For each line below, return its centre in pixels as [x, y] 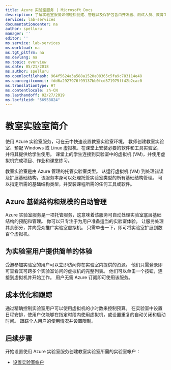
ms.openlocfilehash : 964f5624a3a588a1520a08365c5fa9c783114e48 [74, 76]
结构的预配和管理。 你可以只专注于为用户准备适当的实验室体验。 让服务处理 [84, 221]
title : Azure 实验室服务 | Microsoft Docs [49, 10]
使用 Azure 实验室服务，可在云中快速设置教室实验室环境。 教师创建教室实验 [85, 142]
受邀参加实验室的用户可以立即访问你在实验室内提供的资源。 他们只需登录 [82, 264]
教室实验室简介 [37, 126]
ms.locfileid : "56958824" [33, 100]
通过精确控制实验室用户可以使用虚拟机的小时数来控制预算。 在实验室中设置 [84, 308]
